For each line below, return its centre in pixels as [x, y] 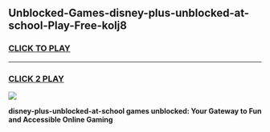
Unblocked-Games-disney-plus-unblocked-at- [129, 13]
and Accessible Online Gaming [61, 119]
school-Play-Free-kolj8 [67, 26]
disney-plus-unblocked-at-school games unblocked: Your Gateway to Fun [135, 110]
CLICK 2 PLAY [36, 78]
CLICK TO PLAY [39, 49]
